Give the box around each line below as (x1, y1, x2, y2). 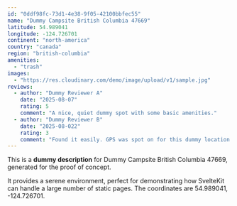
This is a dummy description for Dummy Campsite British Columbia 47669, (7, 156, 228, 164)
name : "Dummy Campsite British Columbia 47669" (7, 17, 151, 24)
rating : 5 (20, 103, 50, 110)
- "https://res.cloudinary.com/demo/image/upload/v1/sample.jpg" (13, 76, 211, 84)
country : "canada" (7, 43, 62, 50)
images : (7, 70, 31, 77)
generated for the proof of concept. (7, 163, 111, 171)
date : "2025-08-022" (20, 122, 81, 130)
